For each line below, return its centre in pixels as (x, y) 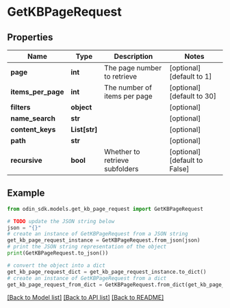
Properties (30, 37)
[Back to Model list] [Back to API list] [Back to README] (86, 298)
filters (21, 107)
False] (179, 169)
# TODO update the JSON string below (61, 221)
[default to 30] (193, 96)
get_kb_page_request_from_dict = (55, 285)
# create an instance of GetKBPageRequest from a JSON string (98, 234)
